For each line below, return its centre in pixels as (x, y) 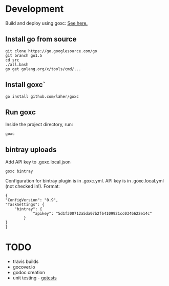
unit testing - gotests (35, 278)
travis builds (26, 261)
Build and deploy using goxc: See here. (47, 23)
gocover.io (24, 267)
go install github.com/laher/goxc (42, 96)
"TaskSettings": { (25, 205)
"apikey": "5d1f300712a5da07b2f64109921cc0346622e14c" (92, 214)
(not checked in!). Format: (33, 186)
